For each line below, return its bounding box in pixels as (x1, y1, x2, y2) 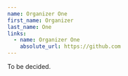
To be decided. (7, 63, 51, 70)
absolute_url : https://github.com (20, 43, 121, 50)
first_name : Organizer (7, 17, 74, 24)
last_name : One (7, 23, 52, 30)
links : (7, 30, 27, 37)
